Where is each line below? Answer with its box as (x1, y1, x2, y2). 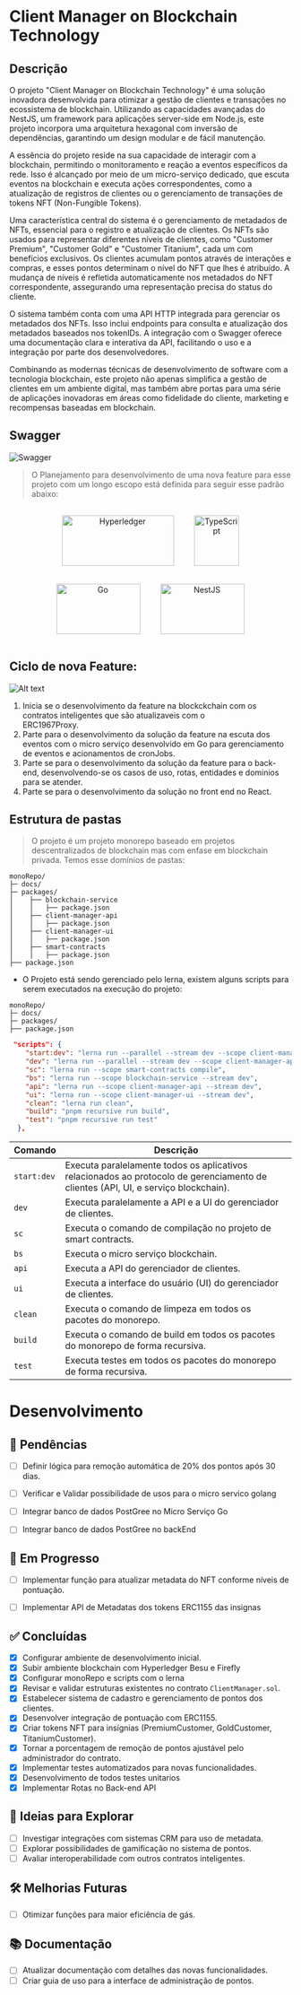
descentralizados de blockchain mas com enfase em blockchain (30, 845, 269, 856)
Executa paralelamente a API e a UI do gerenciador (64, 1196, 279, 1208)
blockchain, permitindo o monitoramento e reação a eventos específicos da (9, 160, 288, 170)
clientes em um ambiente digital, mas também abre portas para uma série (9, 383, 281, 394)
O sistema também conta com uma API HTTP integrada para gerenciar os (9, 309, 280, 319)
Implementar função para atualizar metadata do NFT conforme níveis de (21, 1574, 289, 1585)
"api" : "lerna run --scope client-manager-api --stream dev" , (25, 1082, 262, 1091)
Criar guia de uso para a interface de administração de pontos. (21, 1975, 254, 1986)
